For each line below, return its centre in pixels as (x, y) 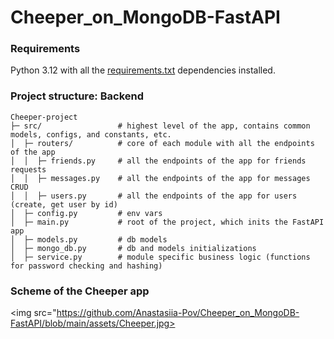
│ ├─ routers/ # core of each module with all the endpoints (162, 143)
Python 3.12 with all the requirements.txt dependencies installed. (143, 70)
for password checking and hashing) (86, 266)
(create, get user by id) (64, 204)
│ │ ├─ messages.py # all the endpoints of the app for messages (160, 178)
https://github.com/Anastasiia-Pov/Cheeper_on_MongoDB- (178, 313)
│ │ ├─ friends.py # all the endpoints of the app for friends (158, 161)
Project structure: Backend (77, 96)
